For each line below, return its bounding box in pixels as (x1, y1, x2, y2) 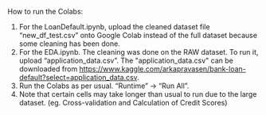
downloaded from (18, 64, 78, 74)
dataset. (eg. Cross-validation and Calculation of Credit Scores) (18, 98, 228, 107)
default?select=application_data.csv (18, 73, 138, 82)
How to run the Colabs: (7, 7, 84, 16)
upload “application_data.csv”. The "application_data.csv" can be (18, 56, 234, 65)
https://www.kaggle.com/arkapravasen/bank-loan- (79, 64, 246, 74)
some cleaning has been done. (18, 39, 120, 48)
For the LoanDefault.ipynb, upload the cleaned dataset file (18, 22, 210, 31)
